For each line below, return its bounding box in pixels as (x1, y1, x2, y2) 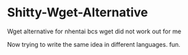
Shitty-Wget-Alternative (7, 5, 149, 20)
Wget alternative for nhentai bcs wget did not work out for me (7, 27, 182, 35)
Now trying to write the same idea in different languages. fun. (7, 40, 180, 48)
